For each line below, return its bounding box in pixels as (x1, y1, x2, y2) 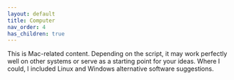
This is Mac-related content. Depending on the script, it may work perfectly (7, 50, 228, 58)
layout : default (7, 10, 55, 18)
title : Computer (7, 17, 55, 24)
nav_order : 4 (7, 23, 46, 30)
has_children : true (7, 30, 65, 38)
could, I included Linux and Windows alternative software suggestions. (7, 64, 214, 73)
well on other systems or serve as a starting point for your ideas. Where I (7, 57, 221, 66)
